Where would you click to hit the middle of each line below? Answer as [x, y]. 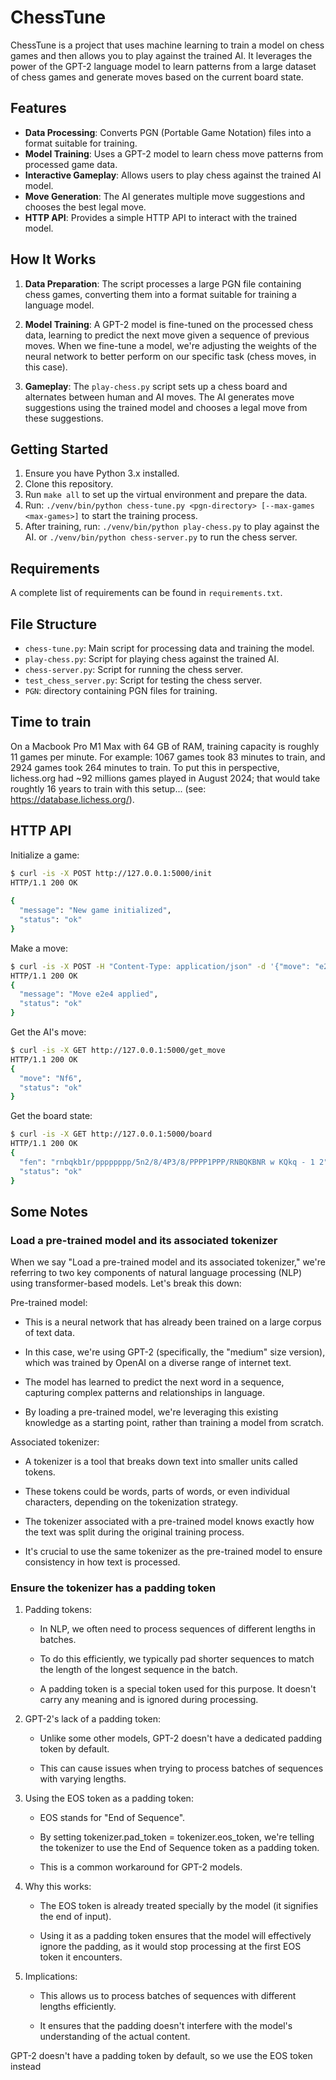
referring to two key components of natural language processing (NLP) [156, 1273]
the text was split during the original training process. [134, 1532]
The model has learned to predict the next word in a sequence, [154, 1382]
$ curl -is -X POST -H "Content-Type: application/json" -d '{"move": [160, 966]
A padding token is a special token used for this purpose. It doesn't [178, 1689]
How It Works [53, 259]
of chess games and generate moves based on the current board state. [157, 77]
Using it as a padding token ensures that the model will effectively [175, 1936]
